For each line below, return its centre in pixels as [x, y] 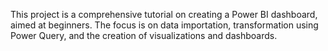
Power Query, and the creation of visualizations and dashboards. [144, 35]
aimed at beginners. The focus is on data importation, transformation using [164, 25]
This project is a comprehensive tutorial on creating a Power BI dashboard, [164, 14]
